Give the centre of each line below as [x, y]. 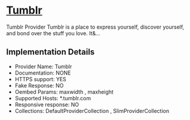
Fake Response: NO [39, 85]
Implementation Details [50, 52]
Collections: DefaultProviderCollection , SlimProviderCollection [92, 110]
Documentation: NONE [43, 73]
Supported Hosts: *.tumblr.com [53, 98]
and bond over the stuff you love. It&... [53, 33]
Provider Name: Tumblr [43, 66]
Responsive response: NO [47, 104]
